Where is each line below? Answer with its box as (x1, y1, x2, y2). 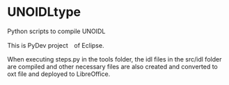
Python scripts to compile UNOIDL (7, 27, 106, 35)
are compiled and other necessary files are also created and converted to (7, 62, 218, 70)
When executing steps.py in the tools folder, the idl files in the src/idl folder (7, 55, 222, 63)
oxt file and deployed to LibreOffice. (7, 70, 111, 78)
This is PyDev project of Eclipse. (7, 41, 104, 49)
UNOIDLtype (7, 4, 81, 20)
